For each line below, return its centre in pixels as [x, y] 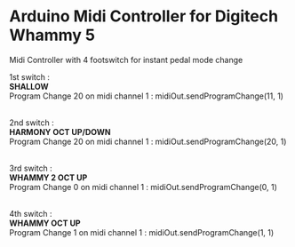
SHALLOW [29, 86]
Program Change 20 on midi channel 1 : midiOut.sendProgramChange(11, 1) [147, 96]
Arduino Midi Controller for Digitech [144, 16]
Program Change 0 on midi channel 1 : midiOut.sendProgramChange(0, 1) [144, 187]
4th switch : [31, 213]
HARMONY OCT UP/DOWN [60, 131]
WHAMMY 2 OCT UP [48, 177]
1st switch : [30, 76]
